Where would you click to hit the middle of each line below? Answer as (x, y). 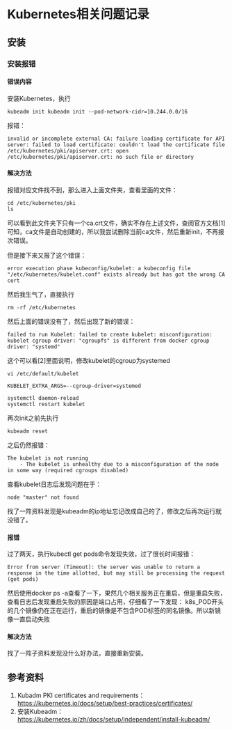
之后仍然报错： (28, 445)
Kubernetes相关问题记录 (78, 14)
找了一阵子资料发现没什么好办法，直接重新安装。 (77, 653)
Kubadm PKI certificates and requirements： (81, 696)
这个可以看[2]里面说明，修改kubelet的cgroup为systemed (89, 360)
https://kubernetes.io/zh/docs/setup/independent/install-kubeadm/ (114, 720)
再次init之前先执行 (33, 418)
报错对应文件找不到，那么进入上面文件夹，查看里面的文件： (92, 189)
